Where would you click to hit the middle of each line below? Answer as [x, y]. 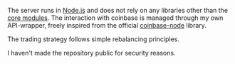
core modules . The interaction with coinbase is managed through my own [115, 18]
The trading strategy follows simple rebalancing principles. [94, 39]
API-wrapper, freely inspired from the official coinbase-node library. [107, 25]
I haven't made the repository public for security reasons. [92, 53]
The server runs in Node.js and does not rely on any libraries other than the [118, 10]
